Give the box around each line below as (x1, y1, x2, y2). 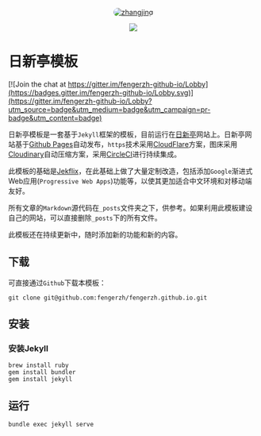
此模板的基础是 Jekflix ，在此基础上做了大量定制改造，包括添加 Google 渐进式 (8, 166, 253, 176)
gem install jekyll (8, 376, 73, 384)
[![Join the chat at (8, 79, 67, 89)
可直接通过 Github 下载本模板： (8, 278, 106, 287)
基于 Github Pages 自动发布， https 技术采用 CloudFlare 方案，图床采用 (14, 139, 238, 149)
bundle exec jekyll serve (8, 421, 94, 429)
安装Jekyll (8, 343, 49, 354)
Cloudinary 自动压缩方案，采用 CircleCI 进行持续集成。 (8, 149, 181, 159)
